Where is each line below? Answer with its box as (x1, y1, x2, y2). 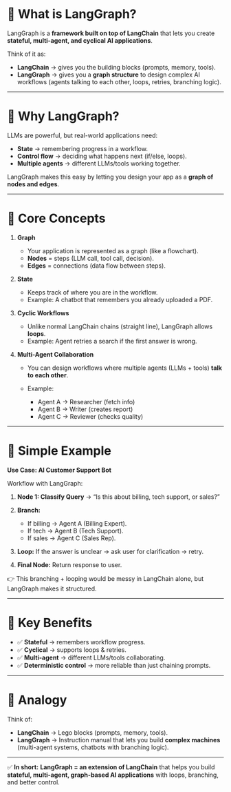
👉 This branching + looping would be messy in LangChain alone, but (7, 574, 204, 582)
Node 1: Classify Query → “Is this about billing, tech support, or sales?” (16, 493, 220, 501)
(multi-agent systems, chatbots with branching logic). (16, 743, 170, 751)
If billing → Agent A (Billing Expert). (27, 519, 127, 527)
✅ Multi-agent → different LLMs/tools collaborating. (16, 653, 166, 662)
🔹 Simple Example (7, 443, 111, 458)
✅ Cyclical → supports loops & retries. (16, 645, 127, 654)
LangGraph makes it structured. (7, 584, 98, 593)
